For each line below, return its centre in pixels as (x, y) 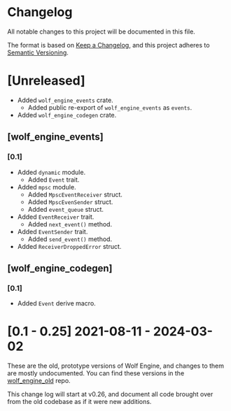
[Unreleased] (46, 81)
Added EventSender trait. (52, 231)
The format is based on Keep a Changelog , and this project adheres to (108, 45)
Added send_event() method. (70, 239)
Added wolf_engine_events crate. (65, 100)
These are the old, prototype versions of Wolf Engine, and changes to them (116, 366)
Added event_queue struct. (65, 209)
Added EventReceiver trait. (56, 217)
